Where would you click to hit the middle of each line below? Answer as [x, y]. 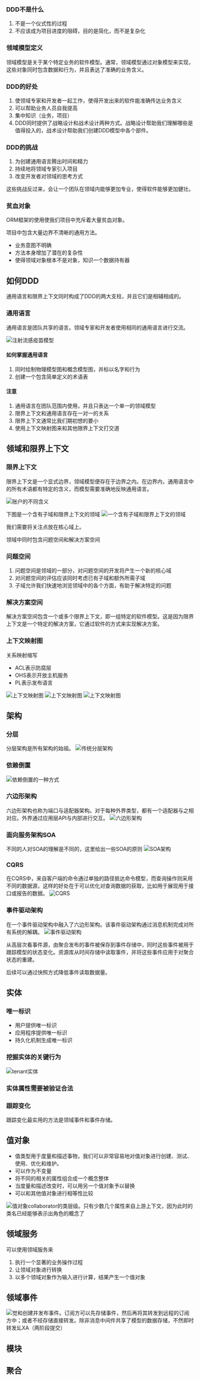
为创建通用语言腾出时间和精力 [51, 162]
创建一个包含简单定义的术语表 [51, 376]
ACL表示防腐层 [33, 668]
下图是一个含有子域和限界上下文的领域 [53, 514]
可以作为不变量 [33, 1171]
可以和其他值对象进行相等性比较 [54, 1193]
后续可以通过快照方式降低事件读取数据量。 [58, 972]
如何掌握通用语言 [27, 355]
